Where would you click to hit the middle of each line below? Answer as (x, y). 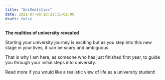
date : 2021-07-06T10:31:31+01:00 (40, 14)
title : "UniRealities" (29, 10)
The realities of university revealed (42, 33)
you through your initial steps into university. (51, 63)
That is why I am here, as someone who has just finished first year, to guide (83, 57)
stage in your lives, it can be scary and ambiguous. (57, 48)
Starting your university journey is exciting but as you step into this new (79, 42)
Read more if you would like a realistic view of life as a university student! (81, 72)
